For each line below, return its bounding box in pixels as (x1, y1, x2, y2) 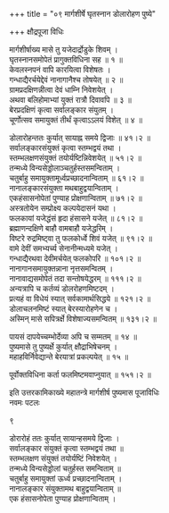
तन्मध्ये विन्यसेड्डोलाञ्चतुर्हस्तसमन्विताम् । (9, 163, 120, 173)
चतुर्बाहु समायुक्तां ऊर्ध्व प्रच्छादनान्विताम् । (9, 474, 123, 484)
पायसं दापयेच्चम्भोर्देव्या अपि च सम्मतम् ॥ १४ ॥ (9, 332, 138, 341)
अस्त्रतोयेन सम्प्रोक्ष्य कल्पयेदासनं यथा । (9, 203, 117, 214)
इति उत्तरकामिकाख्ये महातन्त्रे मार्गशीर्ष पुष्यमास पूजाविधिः (9, 387, 160, 398)
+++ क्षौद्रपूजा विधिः (9, 27, 64, 37)
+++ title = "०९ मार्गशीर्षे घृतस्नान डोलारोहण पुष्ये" (9, 9, 157, 19)
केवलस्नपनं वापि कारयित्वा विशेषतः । (9, 64, 111, 75)
